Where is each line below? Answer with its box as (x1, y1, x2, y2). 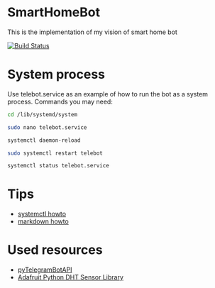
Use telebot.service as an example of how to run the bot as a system (7, 89, 208, 98)
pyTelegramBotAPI (17, 265, 72, 274)
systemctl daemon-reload (7, 136, 81, 144)
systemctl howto (17, 210, 66, 218)
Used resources (7, 242, 103, 258)
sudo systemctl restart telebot (7, 150, 103, 157)
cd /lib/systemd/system (7, 111, 78, 118)
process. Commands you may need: (7, 97, 114, 106)
